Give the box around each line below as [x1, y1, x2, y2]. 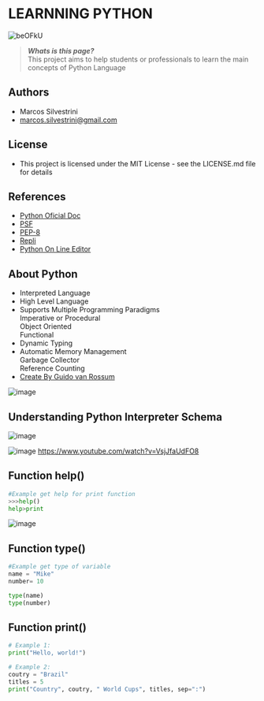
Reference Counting [19, 364, 85, 373]
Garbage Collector [19, 356, 80, 365]
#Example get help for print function [8, 490, 136, 498]
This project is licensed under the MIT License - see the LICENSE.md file [19, 158, 256, 168]
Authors [8, 86, 50, 99]
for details [19, 167, 53, 177]
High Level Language [19, 296, 89, 306]
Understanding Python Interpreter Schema [8, 410, 223, 423]
